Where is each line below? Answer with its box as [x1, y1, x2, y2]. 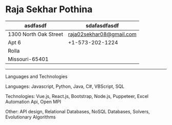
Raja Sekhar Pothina [5, 4, 93, 15]
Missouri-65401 [8, 55, 49, 62]
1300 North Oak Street [8, 31, 63, 38]
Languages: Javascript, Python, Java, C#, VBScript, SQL [5, 83, 124, 89]
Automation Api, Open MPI [5, 98, 61, 105]
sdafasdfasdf [85, 22, 119, 29]
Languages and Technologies [5, 73, 68, 80]
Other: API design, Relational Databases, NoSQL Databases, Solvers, [5, 108, 150, 114]
